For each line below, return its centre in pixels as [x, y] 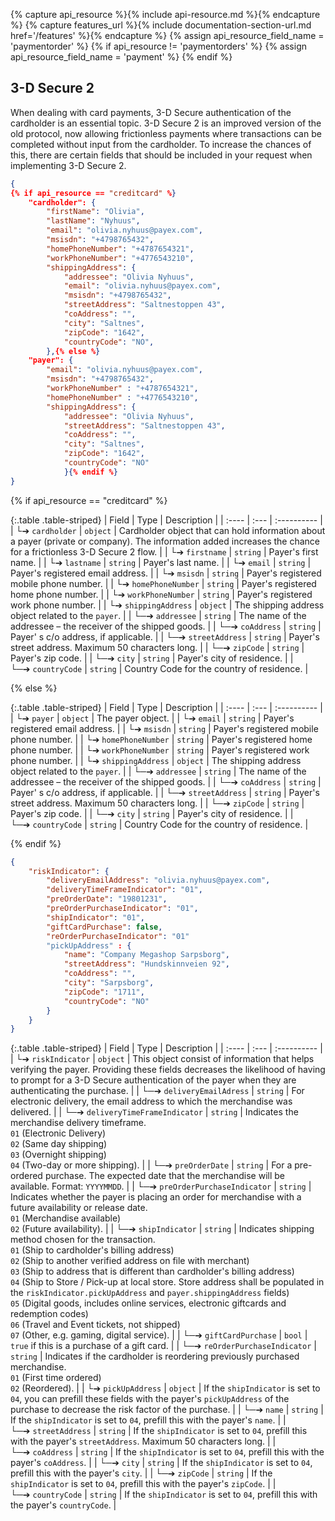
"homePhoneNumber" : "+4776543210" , [122, 397]
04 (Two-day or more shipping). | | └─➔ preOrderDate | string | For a [151, 1165]
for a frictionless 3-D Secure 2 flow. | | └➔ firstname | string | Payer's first [164, 551]
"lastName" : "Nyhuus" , [93, 221]
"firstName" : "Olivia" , [95, 212]
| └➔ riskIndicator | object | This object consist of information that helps [162, 1059]
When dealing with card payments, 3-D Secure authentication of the [151, 112]
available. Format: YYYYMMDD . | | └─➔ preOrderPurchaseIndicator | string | [161, 1186]
